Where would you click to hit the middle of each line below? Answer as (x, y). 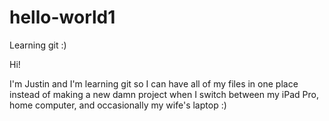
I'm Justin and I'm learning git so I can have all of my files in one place (154, 83)
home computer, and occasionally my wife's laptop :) (118, 105)
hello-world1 (62, 17)
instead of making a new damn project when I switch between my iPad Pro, (164, 94)
